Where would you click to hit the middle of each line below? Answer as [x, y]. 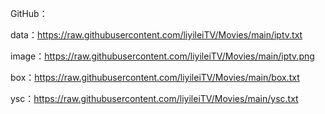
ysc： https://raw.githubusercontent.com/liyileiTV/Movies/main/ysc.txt [154, 98]
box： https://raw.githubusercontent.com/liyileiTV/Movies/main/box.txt [155, 77]
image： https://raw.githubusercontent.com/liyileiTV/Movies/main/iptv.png [162, 56]
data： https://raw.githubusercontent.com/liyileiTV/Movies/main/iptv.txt [156, 35]
